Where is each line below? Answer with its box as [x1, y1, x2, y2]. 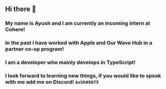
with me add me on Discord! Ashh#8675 [5, 79, 99, 86]
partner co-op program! [5, 46, 64, 53]
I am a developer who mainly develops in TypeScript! [5, 59, 136, 66]
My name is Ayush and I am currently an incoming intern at [5, 20, 151, 27]
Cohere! [5, 26, 25, 33]
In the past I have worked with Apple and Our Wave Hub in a [5, 39, 153, 46]
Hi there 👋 [5, 5, 36, 13]
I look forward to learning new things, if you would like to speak [5, 73, 161, 80]
